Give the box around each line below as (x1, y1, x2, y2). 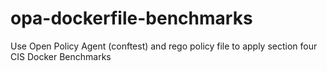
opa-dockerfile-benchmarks (10, 7, 253, 30)
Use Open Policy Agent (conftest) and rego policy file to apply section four (10, 40, 318, 52)
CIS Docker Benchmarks (10, 50, 112, 62)
